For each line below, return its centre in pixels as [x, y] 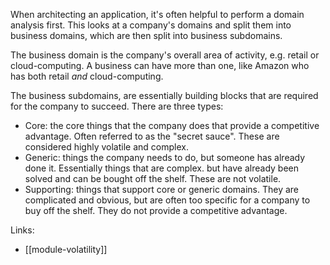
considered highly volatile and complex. [106, 147]
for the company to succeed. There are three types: [117, 106]
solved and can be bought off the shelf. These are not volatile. [153, 178]
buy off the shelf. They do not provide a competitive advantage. [156, 210]
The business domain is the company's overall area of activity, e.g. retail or [165, 55]
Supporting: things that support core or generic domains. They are [162, 189]
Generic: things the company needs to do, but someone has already [165, 157]
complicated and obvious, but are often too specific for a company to [167, 200]
